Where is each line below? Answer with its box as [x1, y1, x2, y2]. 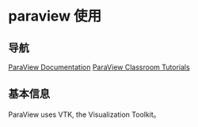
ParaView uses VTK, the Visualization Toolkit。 [8, 110, 161, 119]
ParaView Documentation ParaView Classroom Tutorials [8, 62, 190, 72]
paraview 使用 [8, 7, 102, 25]
